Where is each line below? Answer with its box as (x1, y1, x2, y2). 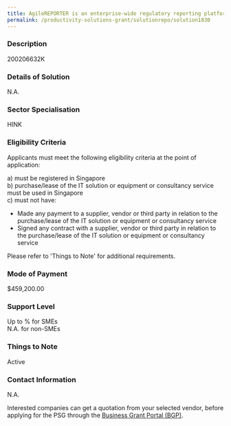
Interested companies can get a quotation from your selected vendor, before (7, 403, 224, 412)
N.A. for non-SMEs (7, 325, 60, 333)
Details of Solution (7, 72, 70, 81)
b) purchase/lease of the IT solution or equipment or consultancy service (7, 181, 214, 189)
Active (7, 357, 25, 365)
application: (7, 160, 41, 169)
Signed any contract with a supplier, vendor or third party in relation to (16, 224, 217, 232)
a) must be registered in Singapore (7, 173, 105, 182)
